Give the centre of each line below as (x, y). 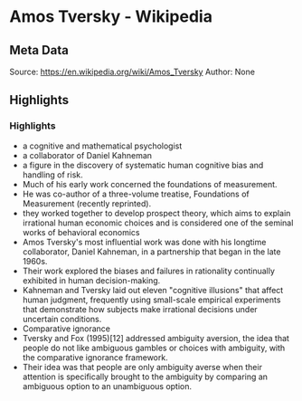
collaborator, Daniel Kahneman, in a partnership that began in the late (151, 252)
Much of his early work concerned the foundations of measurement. (150, 184)
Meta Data (39, 50)
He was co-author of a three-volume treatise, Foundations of (136, 194)
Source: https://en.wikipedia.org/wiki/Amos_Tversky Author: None (132, 72)
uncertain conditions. (62, 319)
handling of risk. (52, 175)
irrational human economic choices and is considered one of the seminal (158, 223)
